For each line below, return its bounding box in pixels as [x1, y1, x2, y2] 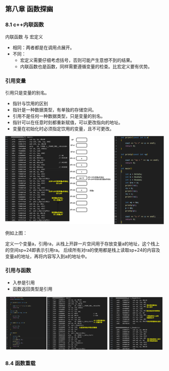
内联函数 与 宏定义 [5, 33, 43, 39]
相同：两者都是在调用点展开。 [12, 44, 74, 51]
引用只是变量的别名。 [5, 89, 49, 96]
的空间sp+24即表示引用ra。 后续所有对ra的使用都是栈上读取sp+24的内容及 [5, 247, 160, 253]
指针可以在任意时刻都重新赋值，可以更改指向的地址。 [12, 119, 123, 125]
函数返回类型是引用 [12, 286, 53, 292]
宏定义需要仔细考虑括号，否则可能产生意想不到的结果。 [20, 57, 135, 63]
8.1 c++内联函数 [5, 21, 44, 28]
